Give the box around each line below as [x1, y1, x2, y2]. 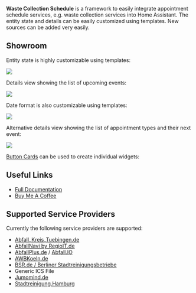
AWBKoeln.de [14, 255, 48, 262]
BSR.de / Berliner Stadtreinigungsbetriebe [14, 261, 117, 268]
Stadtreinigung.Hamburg [14, 280, 75, 287]
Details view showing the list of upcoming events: [6, 79, 127, 86]
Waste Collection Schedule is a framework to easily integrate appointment [6, 5, 189, 12]
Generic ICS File [14, 268, 54, 275]
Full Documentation [14, 185, 63, 193]
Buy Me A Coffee [14, 192, 57, 199]
